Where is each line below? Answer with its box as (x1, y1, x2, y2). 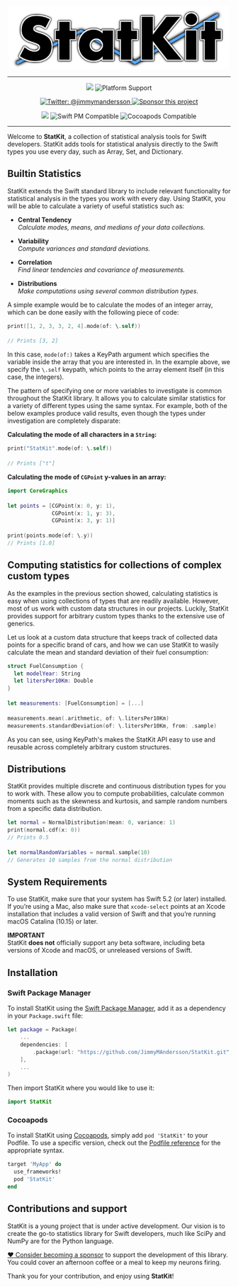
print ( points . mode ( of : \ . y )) (7, 532, 93, 540)
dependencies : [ (20, 1041, 69, 1048)
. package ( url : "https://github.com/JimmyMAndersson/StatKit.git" (33, 1048, 230, 1055)
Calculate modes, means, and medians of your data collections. (17, 222, 205, 232)
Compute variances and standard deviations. (17, 244, 151, 253)
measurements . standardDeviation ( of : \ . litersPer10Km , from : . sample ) (7, 722, 217, 730)
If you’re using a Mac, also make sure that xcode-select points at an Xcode (7, 902, 225, 911)
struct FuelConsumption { (7, 662, 84, 669)
